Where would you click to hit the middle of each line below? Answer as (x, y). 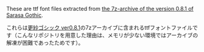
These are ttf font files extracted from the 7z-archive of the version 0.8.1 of (100, 9)
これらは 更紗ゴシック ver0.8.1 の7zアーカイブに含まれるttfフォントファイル (100, 28)
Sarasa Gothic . (25, 15)
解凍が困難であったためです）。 (45, 43)
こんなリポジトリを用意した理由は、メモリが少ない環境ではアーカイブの (107, 35)
